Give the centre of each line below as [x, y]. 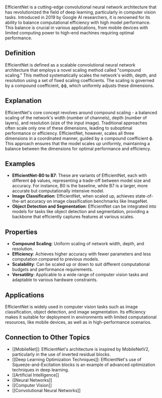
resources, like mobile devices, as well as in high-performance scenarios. [78, 322]
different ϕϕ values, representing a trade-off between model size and [81, 181]
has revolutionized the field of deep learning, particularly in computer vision [81, 12]
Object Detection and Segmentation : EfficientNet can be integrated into [84, 206]
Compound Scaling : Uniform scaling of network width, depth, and [78, 244]
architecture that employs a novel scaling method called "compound [73, 70]
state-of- [144, 196]
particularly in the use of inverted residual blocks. [61, 354]
